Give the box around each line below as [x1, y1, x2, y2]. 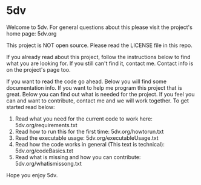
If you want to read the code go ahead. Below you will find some [6, 78, 167, 85]
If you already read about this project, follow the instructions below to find [6, 53, 191, 60]
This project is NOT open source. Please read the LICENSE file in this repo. [6, 42, 193, 49]
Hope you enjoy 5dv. [6, 171, 58, 178]
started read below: [6, 103, 55, 110]
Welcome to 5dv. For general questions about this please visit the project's [6, 24, 193, 31]
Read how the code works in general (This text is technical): [15, 140, 165, 148]
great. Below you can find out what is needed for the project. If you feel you [6, 90, 195, 98]
